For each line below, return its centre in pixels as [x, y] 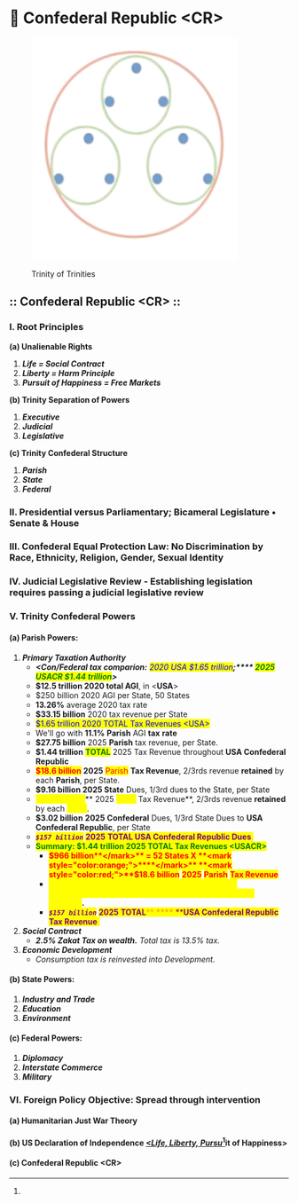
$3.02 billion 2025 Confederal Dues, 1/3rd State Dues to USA [149, 818]
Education [42, 1008]
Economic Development [67, 949]
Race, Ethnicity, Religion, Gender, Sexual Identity [117, 558]
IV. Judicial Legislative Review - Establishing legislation [131, 582]
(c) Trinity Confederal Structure [69, 452]
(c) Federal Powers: [46, 1038]
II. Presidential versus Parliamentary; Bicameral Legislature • [143, 512]
